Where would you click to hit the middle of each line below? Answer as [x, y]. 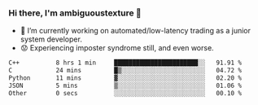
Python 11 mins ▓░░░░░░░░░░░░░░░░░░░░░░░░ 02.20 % [125, 78]
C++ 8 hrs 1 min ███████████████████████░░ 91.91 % [125, 63]
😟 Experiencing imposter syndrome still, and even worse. [117, 48]
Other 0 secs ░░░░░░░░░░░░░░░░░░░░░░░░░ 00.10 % [125, 93]
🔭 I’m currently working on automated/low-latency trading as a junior [135, 31]
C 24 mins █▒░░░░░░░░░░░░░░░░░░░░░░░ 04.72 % [125, 71]
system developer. [51, 39]
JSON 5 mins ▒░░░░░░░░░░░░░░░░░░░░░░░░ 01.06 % [125, 85]
